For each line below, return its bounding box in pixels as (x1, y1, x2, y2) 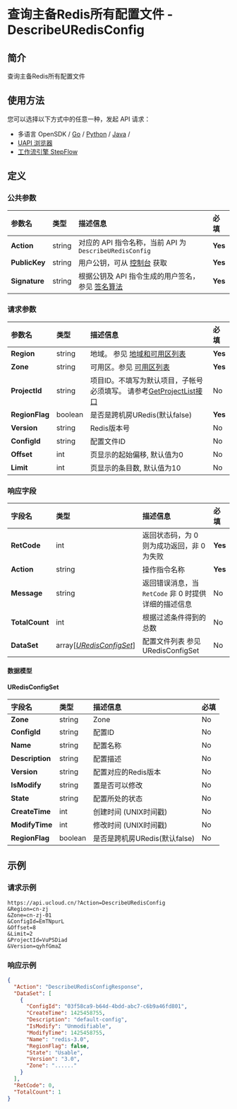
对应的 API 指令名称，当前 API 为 (78, 238, 187, 248)
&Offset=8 (7, 924, 37, 931)
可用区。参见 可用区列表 (90, 362, 171, 372)
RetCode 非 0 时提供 (142, 588, 207, 598)
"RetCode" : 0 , (13, 1081, 55, 1089)
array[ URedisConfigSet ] (56, 641, 136, 651)
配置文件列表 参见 (142, 637, 201, 646)
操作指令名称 (142, 565, 186, 575)
